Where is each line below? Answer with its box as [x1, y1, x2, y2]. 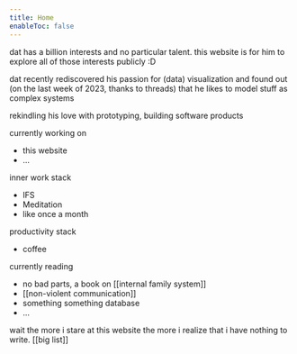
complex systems [9, 92, 75, 104]
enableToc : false [9, 22, 75, 31]
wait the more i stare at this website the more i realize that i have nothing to [9, 324, 288, 335]
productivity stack [9, 226, 76, 237]
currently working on [9, 127, 87, 138]
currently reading [9, 260, 74, 271]
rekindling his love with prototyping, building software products [9, 110, 244, 121]
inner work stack [9, 172, 72, 183]
